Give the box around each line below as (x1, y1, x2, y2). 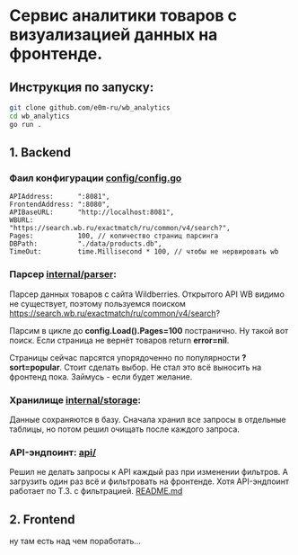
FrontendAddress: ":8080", (9, 200, 110, 210)
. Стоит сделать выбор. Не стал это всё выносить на (59, 362, 262, 372)
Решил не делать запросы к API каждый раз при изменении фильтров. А (9, 467, 289, 478)
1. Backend (9, 145, 72, 160)
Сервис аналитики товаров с (9, 5, 238, 26)
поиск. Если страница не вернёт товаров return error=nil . (9, 335, 230, 345)
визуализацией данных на (9, 24, 218, 45)
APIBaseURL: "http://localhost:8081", (9, 208, 175, 217)
